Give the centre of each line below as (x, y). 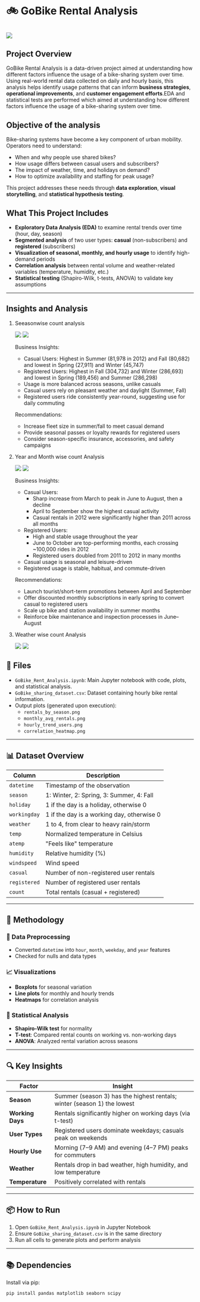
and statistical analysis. (43, 686)
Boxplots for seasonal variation (53, 987)
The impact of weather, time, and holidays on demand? (82, 170)
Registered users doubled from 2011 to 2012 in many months (107, 556)
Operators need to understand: (44, 146)
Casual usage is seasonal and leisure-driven (78, 561)
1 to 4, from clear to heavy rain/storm (98, 825)
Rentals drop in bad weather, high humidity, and (121, 1165)
